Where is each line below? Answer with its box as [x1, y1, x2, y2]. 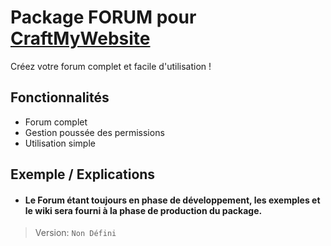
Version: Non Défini [34, 227, 117, 239]
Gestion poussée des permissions [24, 126, 165, 138]
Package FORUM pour [10, 6, 197, 29]
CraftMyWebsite [10, 27, 151, 50]
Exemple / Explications [10, 166, 156, 183]
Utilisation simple [24, 137, 96, 149]
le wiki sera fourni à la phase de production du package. [24, 204, 263, 216]
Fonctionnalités [10, 89, 110, 106]
